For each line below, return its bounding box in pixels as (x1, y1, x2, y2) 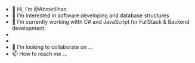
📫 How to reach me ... (11, 51, 67, 57)
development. (11, 24, 46, 31)
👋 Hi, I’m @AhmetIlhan (11, 6, 67, 12)
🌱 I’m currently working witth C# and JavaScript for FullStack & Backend (11, 18, 190, 25)
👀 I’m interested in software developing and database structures (11, 12, 169, 19)
